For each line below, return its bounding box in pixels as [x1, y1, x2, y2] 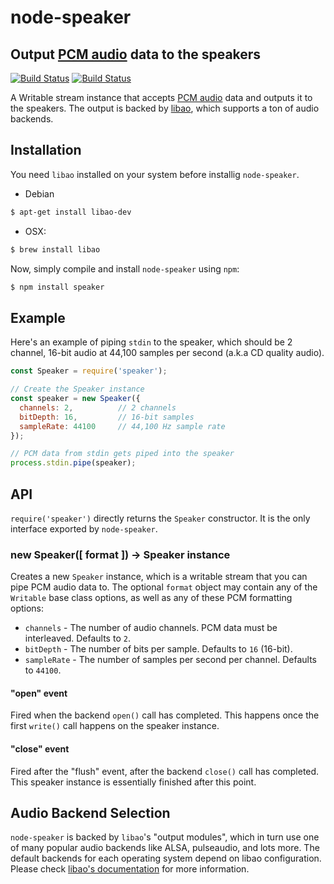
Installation [10, 142, 82, 159]
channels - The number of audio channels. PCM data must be [24, 622, 278, 634]
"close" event [10, 743, 70, 755]
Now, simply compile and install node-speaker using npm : [10, 262, 240, 275]
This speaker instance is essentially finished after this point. [10, 776, 257, 788]
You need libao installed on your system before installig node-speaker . [10, 168, 300, 180]
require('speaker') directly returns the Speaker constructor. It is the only [10, 512, 311, 524]
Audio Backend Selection [10, 805, 171, 822]
